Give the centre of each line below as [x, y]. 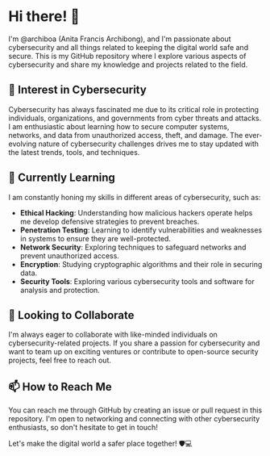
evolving [23, 144]
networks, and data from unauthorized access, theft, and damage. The [126, 135]
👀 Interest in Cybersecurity [77, 90]
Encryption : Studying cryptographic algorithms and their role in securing [141, 264]
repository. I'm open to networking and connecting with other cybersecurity [134, 419]
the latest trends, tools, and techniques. [74, 152]
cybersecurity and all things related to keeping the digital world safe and [128, 47]
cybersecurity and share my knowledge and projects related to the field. [128, 65]
